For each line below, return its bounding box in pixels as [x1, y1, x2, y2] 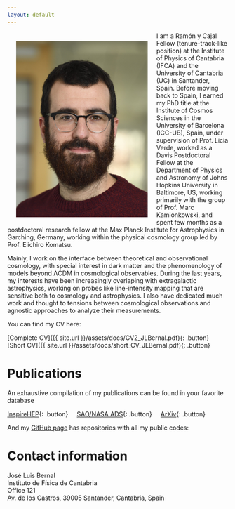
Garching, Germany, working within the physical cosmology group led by [7, 232, 217, 242]
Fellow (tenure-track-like [156, 39, 228, 47]
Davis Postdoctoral [156, 151, 211, 159]
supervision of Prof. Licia [156, 135, 229, 144]
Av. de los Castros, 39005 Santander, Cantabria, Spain [7, 494, 165, 502]
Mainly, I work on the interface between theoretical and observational [7, 253, 208, 263]
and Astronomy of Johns [156, 173, 228, 182]
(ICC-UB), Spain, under [156, 128, 224, 137]
